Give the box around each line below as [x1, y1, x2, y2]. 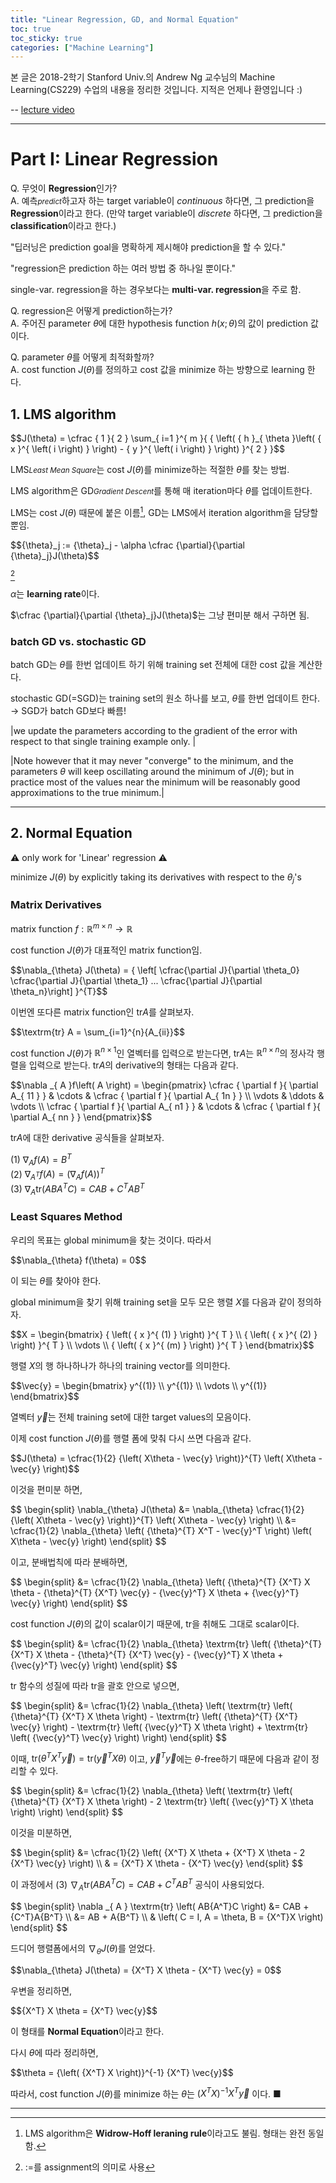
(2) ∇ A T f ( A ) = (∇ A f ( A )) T [10, 1166, 105, 1183]
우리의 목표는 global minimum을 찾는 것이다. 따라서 [10, 1234, 212, 1246]
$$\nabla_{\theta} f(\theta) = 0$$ [10, 1254, 147, 1266]
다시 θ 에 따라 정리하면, [10, 2046, 99, 2058]
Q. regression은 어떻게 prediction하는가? [10, 305, 173, 317]
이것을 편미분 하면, [10, 1483, 83, 1495]
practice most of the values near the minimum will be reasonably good [10, 776, 301, 788]
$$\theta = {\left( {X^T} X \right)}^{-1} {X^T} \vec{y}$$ [10, 2066, 234, 2078]
